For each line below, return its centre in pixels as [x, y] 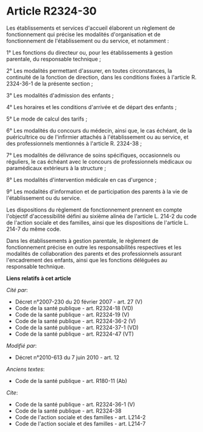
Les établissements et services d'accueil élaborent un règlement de [91, 28]
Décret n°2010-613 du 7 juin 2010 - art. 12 [67, 357]
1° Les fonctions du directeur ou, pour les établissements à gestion [89, 52]
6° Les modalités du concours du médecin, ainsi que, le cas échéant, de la [99, 130]
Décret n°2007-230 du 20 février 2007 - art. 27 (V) [79, 302]
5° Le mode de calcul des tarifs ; [47, 119]
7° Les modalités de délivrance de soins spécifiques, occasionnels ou [93, 155]
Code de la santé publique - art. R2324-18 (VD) [74, 308]
